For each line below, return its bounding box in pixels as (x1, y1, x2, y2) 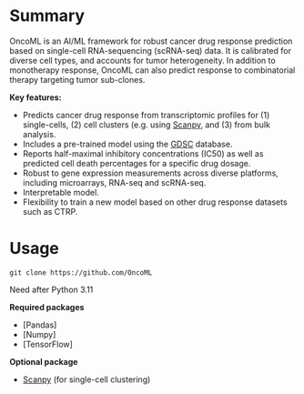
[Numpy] (22, 328, 56, 339)
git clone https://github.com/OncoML (9, 268, 153, 278)
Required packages (9, 301, 85, 312)
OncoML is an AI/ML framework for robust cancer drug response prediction (9, 35, 293, 46)
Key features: (9, 92, 62, 103)
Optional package (9, 356, 78, 367)
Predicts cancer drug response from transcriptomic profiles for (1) (22, 109, 270, 120)
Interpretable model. (22, 187, 100, 197)
